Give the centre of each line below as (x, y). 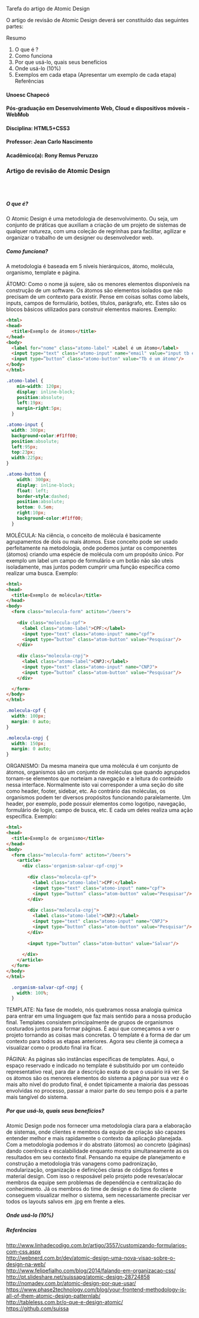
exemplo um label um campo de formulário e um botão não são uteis (90, 560)
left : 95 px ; (25, 447)
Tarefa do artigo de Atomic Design (48, 9)
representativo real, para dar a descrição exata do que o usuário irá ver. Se (97, 1072)
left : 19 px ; (30, 403)
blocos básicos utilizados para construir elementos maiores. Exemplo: (92, 309)
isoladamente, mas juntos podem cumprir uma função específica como (93, 567)
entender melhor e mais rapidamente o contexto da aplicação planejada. (94, 1138)
